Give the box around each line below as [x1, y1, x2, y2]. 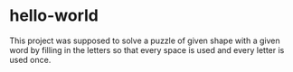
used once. [9, 54, 52, 65]
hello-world [9, 5, 99, 26]
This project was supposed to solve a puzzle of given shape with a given [9, 35, 280, 46]
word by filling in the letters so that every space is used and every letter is [9, 44, 285, 55]
